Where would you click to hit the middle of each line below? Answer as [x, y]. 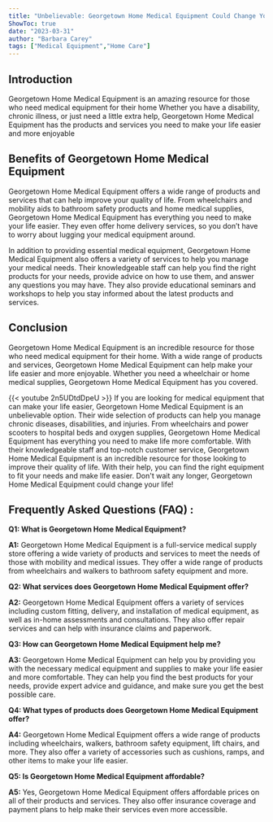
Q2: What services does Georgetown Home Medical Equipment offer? [129, 587]
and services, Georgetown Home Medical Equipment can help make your [131, 365]
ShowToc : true [32, 24]
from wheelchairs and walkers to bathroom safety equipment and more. [128, 571]
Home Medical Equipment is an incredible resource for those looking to [127, 458]
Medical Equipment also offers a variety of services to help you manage [129, 259]
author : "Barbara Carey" [50, 39]
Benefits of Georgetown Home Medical [109, 159]
